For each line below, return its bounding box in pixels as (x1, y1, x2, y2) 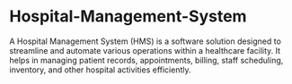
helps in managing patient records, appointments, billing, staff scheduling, (9, 55, 284, 65)
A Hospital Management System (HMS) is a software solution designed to (9, 36, 281, 46)
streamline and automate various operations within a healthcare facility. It (9, 45, 281, 55)
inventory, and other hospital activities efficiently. (9, 64, 191, 75)
